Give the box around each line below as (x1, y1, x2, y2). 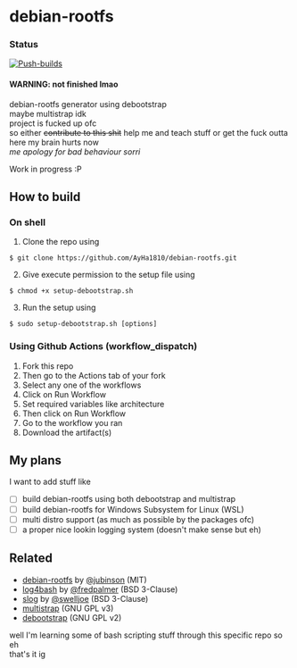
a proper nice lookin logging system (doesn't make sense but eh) (21, 524, 261, 535)
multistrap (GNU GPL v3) (21, 603, 114, 614)
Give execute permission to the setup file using (21, 270, 195, 280)
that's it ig (9, 648, 46, 659)
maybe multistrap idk (9, 108, 87, 119)
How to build (9, 189, 81, 205)
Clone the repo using (21, 237, 100, 247)
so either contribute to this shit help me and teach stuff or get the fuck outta (9, 127, 288, 138)
